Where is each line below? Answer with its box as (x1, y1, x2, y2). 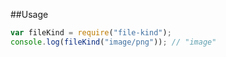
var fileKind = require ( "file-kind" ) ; (10, 28, 172, 38)
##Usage (10, 9, 49, 20)
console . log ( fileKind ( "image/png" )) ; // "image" (10, 37, 217, 47)
